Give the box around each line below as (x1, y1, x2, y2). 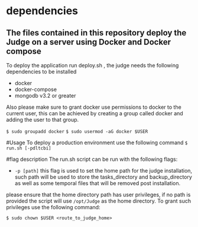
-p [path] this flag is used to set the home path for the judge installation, (14, 167, 193, 174)
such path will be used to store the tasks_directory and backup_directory (14, 173, 192, 180)
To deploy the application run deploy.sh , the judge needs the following (6, 62, 179, 69)
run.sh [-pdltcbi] (6, 145, 51, 151)
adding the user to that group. (6, 116, 79, 123)
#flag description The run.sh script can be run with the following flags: (6, 155, 178, 163)
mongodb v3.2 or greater (14, 92, 76, 99)
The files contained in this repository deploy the (6, 28, 187, 38)
